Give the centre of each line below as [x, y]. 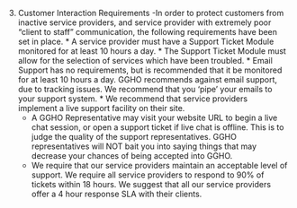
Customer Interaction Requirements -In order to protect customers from [151, 13]
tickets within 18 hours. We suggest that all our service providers [151, 184]
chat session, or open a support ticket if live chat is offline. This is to [157, 127]
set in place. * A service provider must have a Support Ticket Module [146, 41]
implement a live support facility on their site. [101, 108]
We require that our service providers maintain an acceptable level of [159, 165]
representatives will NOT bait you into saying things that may [144, 146]
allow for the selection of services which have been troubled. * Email [145, 61]
